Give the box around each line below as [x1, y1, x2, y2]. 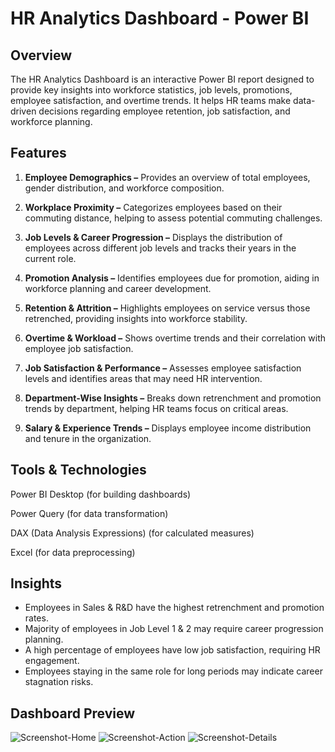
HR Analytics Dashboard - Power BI [10, 7, 310, 30]
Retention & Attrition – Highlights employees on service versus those [24, 302, 311, 314]
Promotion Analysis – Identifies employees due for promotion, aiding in [24, 272, 320, 284]
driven [10, 105, 37, 117]
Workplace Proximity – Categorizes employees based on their [24, 201, 283, 213]
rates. [24, 612, 49, 624]
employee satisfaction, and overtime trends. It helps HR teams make [10, 95, 292, 106]
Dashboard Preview [10, 705, 136, 722]
